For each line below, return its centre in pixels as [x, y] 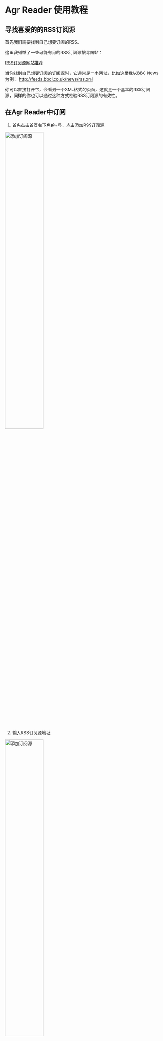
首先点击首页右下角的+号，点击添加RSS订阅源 [58, 125]
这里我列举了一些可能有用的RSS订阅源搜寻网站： [54, 52]
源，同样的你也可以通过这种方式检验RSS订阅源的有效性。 [63, 96]
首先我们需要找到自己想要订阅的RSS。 [43, 42]
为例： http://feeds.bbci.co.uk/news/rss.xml [49, 79]
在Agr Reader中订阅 [35, 112]
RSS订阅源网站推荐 [24, 63]
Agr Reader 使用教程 [46, 10]
